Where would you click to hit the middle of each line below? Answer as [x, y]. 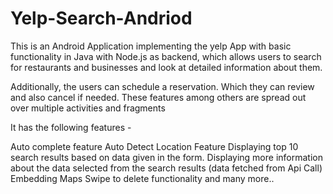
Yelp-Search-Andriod [101, 18]
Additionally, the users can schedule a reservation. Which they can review [162, 86]
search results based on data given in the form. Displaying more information [166, 157]
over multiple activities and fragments [88, 108]
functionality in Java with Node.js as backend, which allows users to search [166, 56]
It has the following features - [71, 127]
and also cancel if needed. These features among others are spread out [158, 97]
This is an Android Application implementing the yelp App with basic [151, 46]
